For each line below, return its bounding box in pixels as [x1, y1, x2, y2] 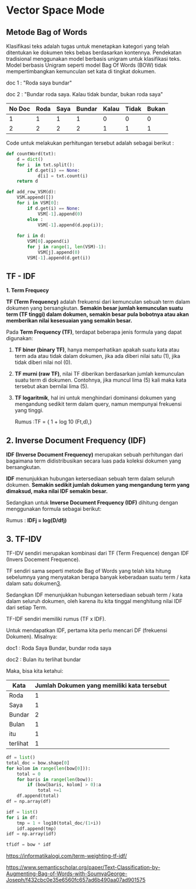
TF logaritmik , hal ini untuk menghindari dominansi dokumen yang [14, 394, 177, 402]
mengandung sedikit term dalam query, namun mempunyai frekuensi [14, 400, 182, 408]
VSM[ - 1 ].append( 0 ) [37, 211, 83, 217]
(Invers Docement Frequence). [6, 556, 81, 563]
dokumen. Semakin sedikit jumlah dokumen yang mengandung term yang [6, 481, 190, 489]
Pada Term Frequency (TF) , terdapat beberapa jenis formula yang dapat [6, 328, 182, 336]
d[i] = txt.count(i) [37, 172, 88, 179]
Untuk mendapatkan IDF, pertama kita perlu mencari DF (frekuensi [6, 627, 168, 634]
